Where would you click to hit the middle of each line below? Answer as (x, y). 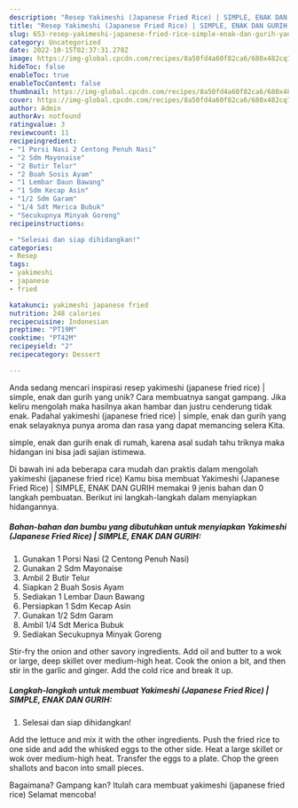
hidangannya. (34, 506)
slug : (19, 34)
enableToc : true (39, 75)
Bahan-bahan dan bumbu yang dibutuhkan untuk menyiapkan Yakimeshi (148, 527)
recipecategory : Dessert (55, 355)
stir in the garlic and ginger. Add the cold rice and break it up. (121, 670)
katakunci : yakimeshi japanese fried (79, 305)
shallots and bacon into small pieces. (77, 767)
